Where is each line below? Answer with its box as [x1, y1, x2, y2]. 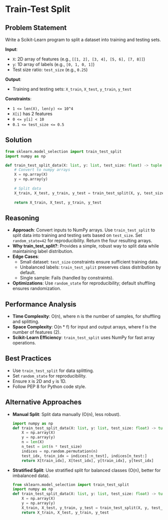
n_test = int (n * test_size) [21, 444, 82, 449]
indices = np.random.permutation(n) [21, 448, 98, 453]
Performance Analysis [5, 300, 76, 308]
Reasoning [5, 213, 39, 222]
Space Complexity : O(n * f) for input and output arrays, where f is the [12, 324, 156, 330]
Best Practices [5, 354, 51, 363]
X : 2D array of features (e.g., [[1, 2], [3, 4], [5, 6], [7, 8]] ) [12, 56, 145, 62]
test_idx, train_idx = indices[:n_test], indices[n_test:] [21, 453, 147, 458]
